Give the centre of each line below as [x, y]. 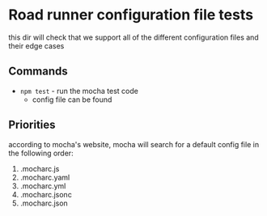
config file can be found [72, 100]
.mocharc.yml [43, 186]
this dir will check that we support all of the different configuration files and [133, 37]
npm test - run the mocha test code [79, 91]
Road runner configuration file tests [131, 15]
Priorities [32, 125]
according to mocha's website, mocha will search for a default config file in [134, 144]
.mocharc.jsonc [46, 194]
